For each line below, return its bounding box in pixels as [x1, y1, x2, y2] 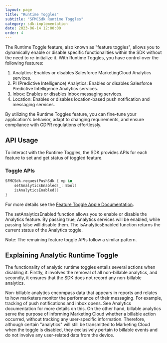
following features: [5, 60, 44, 66]
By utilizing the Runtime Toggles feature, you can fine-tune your [5, 111, 137, 117]
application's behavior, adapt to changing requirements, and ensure [5, 117, 145, 122]
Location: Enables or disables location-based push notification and [12, 96, 150, 102]
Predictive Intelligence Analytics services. [12, 86, 98, 91]
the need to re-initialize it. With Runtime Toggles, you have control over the [5, 55, 159, 60]
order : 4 [5, 30, 23, 35]
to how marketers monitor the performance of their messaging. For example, [5, 295, 163, 301]
